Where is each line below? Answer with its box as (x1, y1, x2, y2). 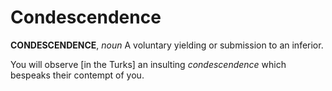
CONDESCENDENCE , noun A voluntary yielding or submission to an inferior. (10, 39, 324, 51)
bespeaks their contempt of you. (10, 69, 145, 81)
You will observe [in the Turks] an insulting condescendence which (10, 58, 287, 70)
